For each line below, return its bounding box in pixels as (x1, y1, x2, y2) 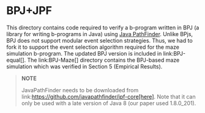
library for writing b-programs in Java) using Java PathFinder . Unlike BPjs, (6, 30, 193, 37)
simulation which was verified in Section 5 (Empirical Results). (6, 62, 163, 70)
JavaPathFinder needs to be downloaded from (21, 86, 139, 93)
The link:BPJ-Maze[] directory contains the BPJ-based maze (27, 56, 180, 64)
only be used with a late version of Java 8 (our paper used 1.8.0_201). (21, 99, 196, 107)
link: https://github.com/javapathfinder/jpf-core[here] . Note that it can (21, 93, 196, 100)
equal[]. (6, 56, 26, 64)
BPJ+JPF (6, 4, 53, 18)
